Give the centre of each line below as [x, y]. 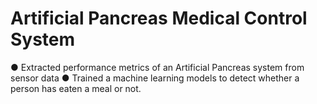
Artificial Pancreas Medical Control [159, 18]
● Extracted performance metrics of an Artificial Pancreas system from [157, 67]
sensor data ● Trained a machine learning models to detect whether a [155, 78]
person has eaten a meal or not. [76, 88]
